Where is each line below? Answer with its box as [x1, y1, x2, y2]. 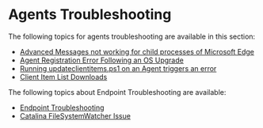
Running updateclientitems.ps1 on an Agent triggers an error [19, 63, 217, 73]
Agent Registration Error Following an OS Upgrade [19, 55, 184, 65]
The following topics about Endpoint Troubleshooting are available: [8, 87, 227, 96]
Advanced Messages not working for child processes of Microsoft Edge [19, 47, 255, 56]
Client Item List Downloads [19, 72, 108, 81]
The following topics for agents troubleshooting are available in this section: [8, 32, 256, 41]
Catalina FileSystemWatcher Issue [19, 111, 131, 120]
